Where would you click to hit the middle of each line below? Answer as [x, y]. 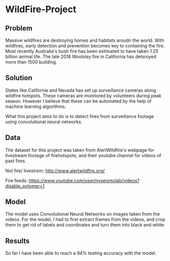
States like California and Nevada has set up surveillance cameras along [81, 90]
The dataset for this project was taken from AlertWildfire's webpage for [80, 150]
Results [18, 241]
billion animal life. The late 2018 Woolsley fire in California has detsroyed [81, 56]
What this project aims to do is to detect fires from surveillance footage [80, 116]
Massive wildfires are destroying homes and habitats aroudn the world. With [85, 40]
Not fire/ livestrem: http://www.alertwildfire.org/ [55, 170]
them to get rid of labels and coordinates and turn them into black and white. [85, 225]
